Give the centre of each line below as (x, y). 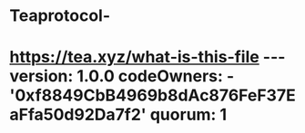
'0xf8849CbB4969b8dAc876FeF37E (152, 95)
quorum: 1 (188, 115)
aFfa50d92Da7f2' (78, 115)
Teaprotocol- (60, 16)
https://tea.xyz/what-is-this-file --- (147, 57)
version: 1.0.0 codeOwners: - (122, 76)
